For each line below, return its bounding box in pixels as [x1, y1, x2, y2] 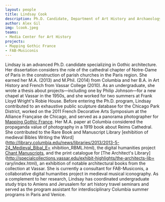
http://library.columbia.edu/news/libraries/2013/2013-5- [6, 139, 119, 145]
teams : [5, 30, 19, 35]
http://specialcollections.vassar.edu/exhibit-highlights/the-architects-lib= [6, 155, 155, 161]
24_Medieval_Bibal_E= [5, 145, 51, 151]
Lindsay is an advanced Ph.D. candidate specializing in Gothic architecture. [5, 62, 157, 67]
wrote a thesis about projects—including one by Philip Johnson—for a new [5, 88, 156, 93]
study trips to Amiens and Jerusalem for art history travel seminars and [5, 181, 149, 187]
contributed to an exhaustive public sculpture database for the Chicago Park [5, 103, 160, 109]
